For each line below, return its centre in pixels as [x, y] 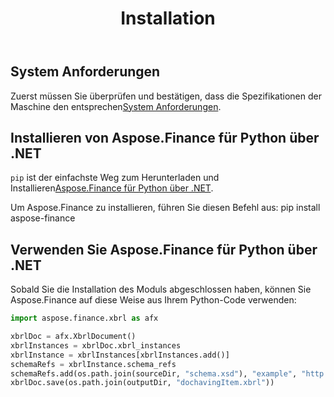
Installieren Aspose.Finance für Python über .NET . [112, 188]
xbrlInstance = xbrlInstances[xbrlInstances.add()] [120, 355]
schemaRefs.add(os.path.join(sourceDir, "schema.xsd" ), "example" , [154, 373]
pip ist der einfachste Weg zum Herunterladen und [115, 178]
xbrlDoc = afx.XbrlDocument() [73, 337]
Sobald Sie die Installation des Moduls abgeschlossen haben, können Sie [161, 289]
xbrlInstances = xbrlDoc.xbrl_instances [96, 345]
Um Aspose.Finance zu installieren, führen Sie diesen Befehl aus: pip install [165, 208]
